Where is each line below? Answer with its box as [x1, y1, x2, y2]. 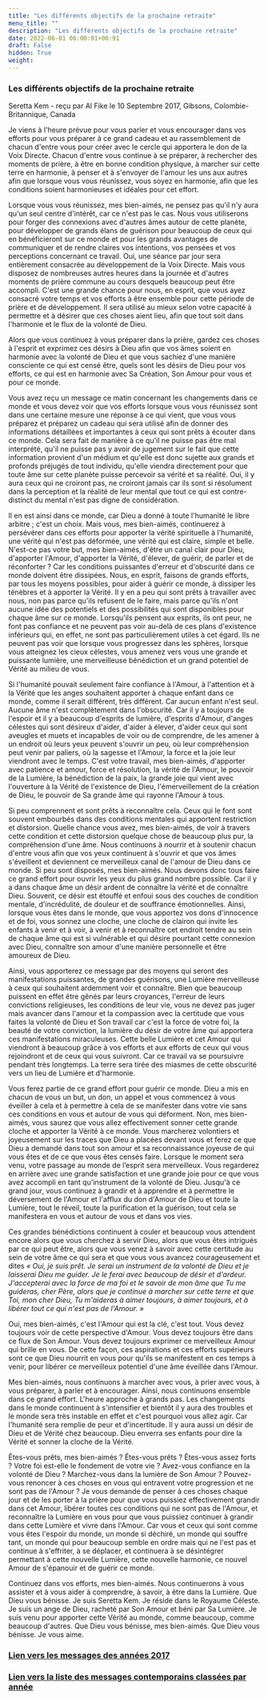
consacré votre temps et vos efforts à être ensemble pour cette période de [8, 294, 254, 304]
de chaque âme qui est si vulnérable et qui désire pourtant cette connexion [8, 934, 256, 943]
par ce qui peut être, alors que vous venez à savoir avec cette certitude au [8, 1244, 254, 1254]
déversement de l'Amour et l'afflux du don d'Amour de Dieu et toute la [8, 1195, 238, 1205]
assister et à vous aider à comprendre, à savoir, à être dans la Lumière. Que [8, 1588, 258, 1597]
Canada [50, 110, 76, 119]
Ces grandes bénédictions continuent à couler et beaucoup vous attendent [8, 1227, 256, 1237]
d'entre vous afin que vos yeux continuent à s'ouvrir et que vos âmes [8, 849, 237, 858]
